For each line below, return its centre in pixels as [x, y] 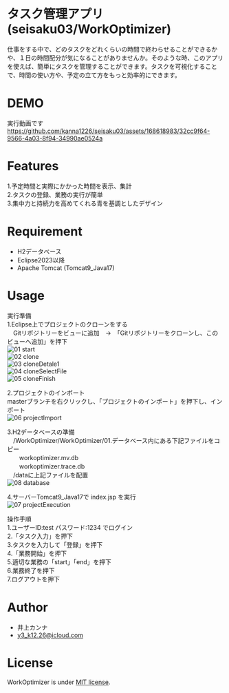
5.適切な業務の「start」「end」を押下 [59, 561]
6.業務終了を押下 [31, 570]
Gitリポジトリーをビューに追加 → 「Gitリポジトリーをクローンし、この [116, 333]
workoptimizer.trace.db [52, 466]
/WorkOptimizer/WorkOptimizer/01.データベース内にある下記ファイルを [113, 440]
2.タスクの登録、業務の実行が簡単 [55, 194]
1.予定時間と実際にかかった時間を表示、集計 [69, 186]
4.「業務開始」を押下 [37, 553]
